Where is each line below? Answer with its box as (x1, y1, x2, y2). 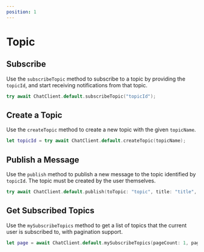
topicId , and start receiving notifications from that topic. (6, 81, 148, 88)
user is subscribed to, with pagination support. (6, 228, 123, 235)
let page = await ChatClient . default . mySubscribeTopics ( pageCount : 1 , (6, 240, 189, 246)
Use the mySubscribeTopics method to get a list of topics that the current (6, 222, 187, 229)
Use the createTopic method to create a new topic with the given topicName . (6, 126, 196, 133)
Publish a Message (6, 154, 80, 165)
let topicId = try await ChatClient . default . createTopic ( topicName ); (6, 138, 186, 144)
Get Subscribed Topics (6, 205, 95, 216)
